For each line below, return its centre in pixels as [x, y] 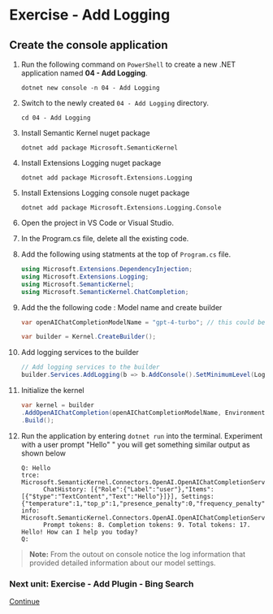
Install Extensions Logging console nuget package [105, 193]
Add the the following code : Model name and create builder [121, 307]
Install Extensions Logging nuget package [91, 163]
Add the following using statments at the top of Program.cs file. [126, 254]
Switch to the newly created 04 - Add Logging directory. [115, 103]
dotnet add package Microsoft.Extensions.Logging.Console [121, 208]
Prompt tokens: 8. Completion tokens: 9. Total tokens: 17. [147, 525]
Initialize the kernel [52, 390]
